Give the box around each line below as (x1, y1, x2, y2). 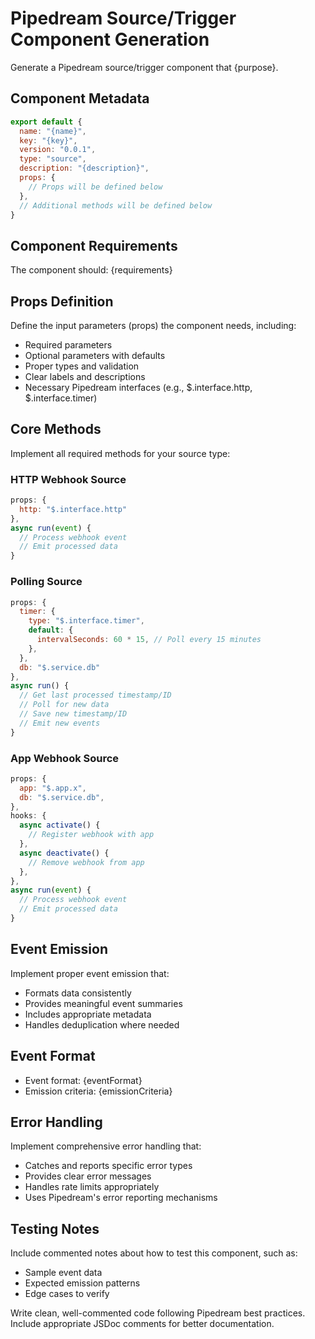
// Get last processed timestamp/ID (19, 690, 172, 701)
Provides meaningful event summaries (24, 997, 183, 1009)
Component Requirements (10, 237, 178, 254)
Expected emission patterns (24, 1277, 141, 1289)
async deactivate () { (19, 848, 110, 858)
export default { (10, 117, 83, 127)
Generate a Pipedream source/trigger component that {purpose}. (10, 61, 279, 73)
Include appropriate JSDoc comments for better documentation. (10, 1318, 275, 1330)
